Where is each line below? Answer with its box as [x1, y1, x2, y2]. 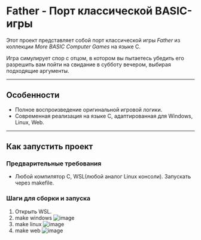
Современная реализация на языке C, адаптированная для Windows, [14, 112, 193, 119]
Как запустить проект [6, 141, 93, 152]
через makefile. [14, 179, 54, 186]
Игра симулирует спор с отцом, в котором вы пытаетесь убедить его [6, 54, 184, 61]
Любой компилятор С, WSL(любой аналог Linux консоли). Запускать [14, 173, 191, 180]
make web [14, 227, 41, 234]
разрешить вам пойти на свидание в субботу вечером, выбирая [6, 61, 172, 68]
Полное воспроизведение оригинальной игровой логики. [14, 106, 163, 113]
